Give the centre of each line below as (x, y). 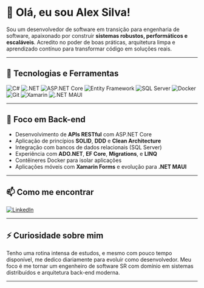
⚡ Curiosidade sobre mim (55, 235)
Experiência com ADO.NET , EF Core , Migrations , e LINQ (86, 153)
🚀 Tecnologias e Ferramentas (63, 73)
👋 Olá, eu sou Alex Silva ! (68, 12)
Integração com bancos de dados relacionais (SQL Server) (88, 147)
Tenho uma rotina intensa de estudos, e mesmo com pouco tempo (89, 253)
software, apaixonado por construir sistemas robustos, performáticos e (97, 35)
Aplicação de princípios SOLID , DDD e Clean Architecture (88, 141)
